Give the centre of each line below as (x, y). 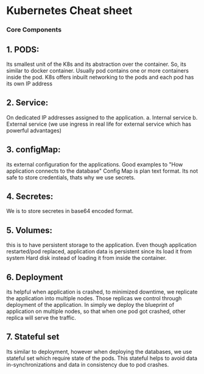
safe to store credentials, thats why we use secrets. (71, 177)
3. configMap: (33, 150)
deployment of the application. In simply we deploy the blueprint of (90, 304)
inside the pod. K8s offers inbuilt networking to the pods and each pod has (100, 77)
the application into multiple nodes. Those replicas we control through (94, 298)
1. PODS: (23, 49)
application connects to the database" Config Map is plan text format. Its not (102, 171)
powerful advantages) (34, 130)
